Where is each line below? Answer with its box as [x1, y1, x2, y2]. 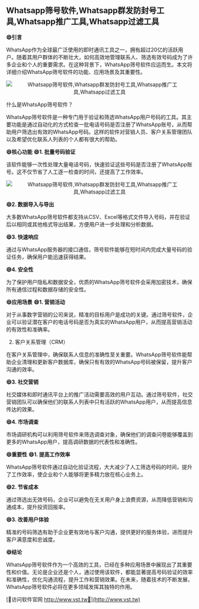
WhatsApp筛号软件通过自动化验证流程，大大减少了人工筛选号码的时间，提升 [6, 463, 192, 471]
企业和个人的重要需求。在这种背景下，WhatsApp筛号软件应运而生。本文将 [11, 61, 192, 68]
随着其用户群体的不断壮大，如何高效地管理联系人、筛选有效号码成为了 [16, 53, 188, 60]
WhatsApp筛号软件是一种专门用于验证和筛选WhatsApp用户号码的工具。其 [6, 113, 187, 120]
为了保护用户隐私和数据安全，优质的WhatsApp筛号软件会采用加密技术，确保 [6, 278, 192, 285]
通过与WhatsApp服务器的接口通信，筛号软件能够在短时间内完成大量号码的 [6, 246, 188, 253]
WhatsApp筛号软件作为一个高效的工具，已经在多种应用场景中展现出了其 [6, 561, 182, 568]
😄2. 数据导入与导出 [6, 201, 54, 208]
